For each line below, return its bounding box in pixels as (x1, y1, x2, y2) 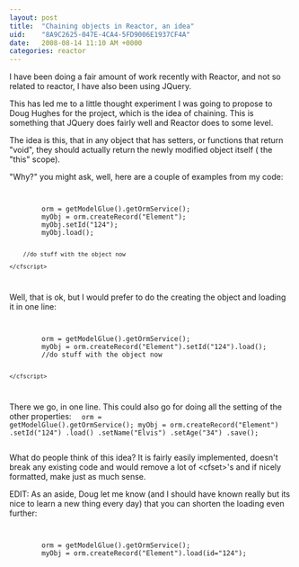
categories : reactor (9, 47, 87, 56)
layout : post (9, 13, 58, 22)
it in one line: (9, 301, 57, 311)
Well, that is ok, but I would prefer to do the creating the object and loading (9, 292, 286, 302)
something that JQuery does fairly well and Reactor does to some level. (9, 118, 274, 129)
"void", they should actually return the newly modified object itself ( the (9, 145, 273, 156)
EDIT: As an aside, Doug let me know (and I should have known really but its (9, 488, 290, 499)
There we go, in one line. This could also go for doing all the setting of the (9, 401, 283, 412)
